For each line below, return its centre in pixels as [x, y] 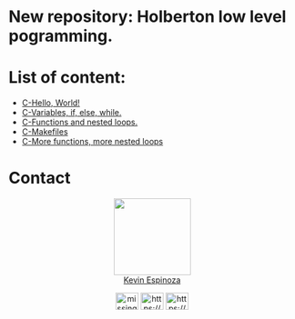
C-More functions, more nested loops [92, 142]
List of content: [67, 78]
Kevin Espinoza [152, 280]
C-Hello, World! [51, 103]
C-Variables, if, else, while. [71, 113]
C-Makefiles [45, 132]
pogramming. [61, 36]
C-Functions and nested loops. [80, 122]
